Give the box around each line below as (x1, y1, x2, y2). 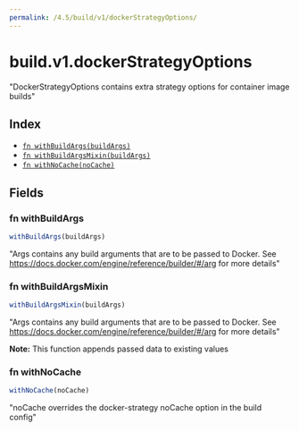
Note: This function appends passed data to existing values (9, 343, 229, 354)
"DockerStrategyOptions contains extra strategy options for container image (9, 81, 290, 92)
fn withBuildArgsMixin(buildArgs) (21, 151, 151, 161)
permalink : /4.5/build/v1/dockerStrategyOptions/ (9, 13, 198, 22)
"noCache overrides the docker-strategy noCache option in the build (9, 402, 262, 413)
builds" (9, 90, 36, 101)
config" (9, 412, 37, 423)
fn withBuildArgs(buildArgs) (21, 142, 131, 151)
